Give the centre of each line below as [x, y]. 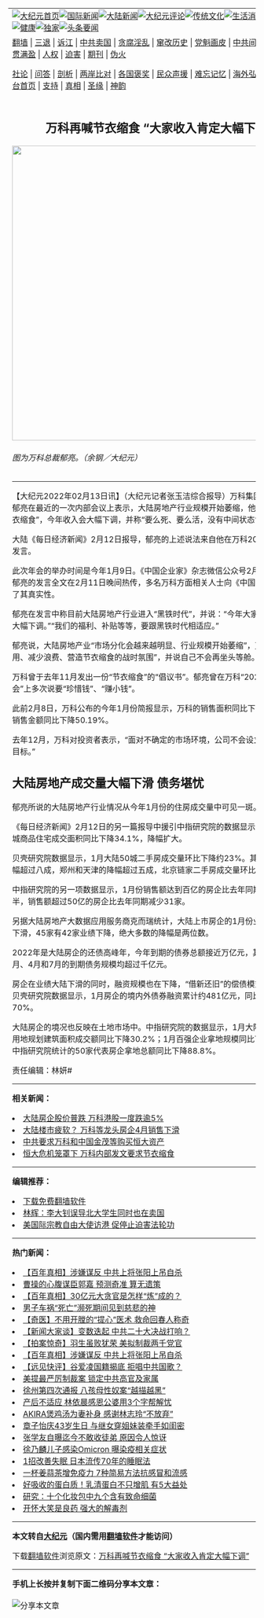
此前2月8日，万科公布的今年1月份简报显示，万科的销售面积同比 [130, 708]
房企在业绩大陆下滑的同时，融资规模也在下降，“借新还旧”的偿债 [130, 984]
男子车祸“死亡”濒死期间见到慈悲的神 [90, 1307]
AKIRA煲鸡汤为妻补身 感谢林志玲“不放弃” [98, 1414]
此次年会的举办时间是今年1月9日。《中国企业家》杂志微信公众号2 [132, 571]
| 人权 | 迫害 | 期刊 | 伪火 [82, 54]
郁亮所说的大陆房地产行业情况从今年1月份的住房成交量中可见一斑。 [137, 807]
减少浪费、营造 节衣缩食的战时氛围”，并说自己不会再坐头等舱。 [144, 657]
